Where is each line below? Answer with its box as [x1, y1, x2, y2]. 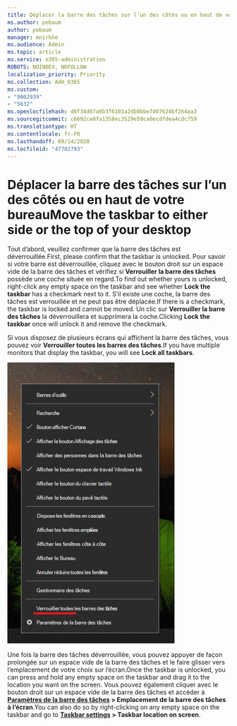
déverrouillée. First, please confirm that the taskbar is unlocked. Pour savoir [7, 253, 226, 261]
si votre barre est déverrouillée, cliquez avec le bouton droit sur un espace [7, 260, 224, 268]
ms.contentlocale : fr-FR [7, 131, 80, 138]
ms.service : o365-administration [7, 56, 106, 63]
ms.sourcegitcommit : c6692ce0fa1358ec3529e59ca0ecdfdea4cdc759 [7, 116, 197, 123]
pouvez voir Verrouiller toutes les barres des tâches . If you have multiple [7, 341, 220, 349]
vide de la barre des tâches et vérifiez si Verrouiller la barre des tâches [7, 267, 217, 276]
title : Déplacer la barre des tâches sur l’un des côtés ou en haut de [7, 11, 222, 18]
